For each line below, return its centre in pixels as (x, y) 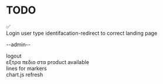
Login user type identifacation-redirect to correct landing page (82, 33)
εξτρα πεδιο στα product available (48, 62)
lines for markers (26, 68)
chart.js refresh (25, 75)
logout (14, 56)
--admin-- (18, 44)
